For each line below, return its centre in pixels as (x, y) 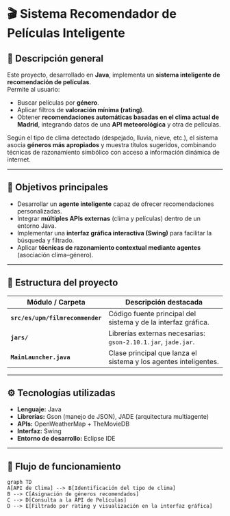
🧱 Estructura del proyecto (63, 283)
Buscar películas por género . (58, 103)
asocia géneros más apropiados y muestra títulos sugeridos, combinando (112, 145)
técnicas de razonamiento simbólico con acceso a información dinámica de (114, 152)
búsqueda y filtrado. (46, 240)
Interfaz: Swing (39, 431)
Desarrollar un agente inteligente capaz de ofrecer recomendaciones (115, 204)
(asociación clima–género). (55, 255)
